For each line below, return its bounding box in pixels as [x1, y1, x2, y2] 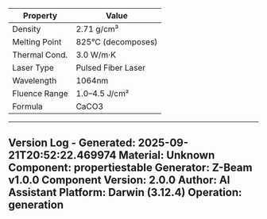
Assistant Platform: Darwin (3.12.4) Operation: [8, 186, 242, 199]
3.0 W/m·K [75, 49, 117, 60]
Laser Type [12, 63, 54, 73]
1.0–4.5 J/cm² [75, 88, 130, 98]
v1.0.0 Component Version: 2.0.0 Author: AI [8, 174, 230, 187]
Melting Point [12, 36, 62, 47]
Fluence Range [12, 88, 69, 98]
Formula [12, 101, 44, 112]
